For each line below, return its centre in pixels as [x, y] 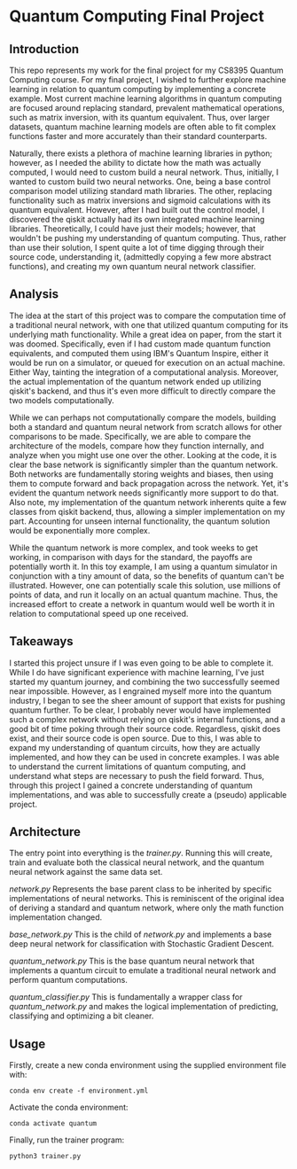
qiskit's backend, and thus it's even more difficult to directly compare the [143, 391]
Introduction [44, 49]
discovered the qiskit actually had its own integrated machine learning [137, 219]
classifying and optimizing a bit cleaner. [82, 1016]
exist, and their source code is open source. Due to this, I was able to [135, 738]
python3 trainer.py [45, 1157]
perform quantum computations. [69, 980]
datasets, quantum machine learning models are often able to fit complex [143, 127]
